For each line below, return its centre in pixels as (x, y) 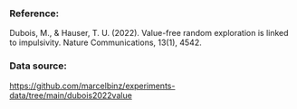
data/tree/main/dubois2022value (71, 95)
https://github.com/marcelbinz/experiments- (92, 86)
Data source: (38, 66)
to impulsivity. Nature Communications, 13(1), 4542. (105, 42)
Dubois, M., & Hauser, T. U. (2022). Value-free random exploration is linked (149, 33)
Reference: (34, 14)
